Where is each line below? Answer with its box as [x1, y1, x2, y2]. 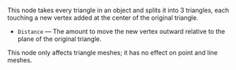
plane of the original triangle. [17, 35, 102, 43]
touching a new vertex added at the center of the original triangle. [7, 13, 199, 22]
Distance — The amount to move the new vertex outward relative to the [17, 28, 225, 35]
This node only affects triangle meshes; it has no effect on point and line [7, 49, 218, 57]
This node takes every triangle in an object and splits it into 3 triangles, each [7, 6, 230, 14]
